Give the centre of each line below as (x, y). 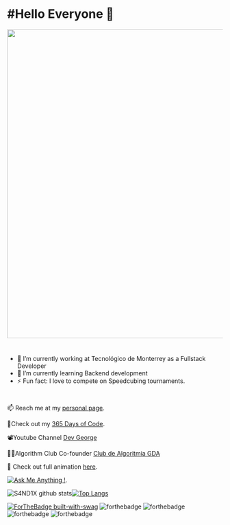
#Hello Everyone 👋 (61, 14)
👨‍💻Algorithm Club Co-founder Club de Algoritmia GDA (84, 454)
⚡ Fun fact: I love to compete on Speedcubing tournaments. (101, 381)
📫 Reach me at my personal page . (56, 408)
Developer (31, 366)
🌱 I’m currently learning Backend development (82, 373)
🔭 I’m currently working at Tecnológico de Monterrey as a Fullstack (111, 359)
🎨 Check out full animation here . (52, 467)
